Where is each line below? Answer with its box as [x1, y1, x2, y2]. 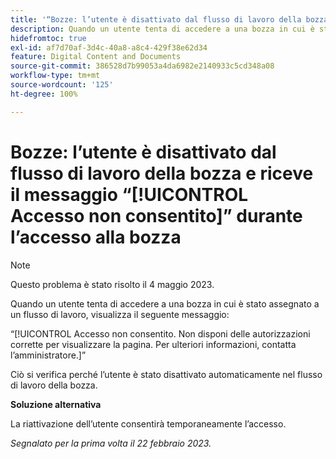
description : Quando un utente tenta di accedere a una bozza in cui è [10, 24, 315, 34]
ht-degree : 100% [10, 89, 78, 99]
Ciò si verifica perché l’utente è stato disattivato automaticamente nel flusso [10, 368, 323, 380]
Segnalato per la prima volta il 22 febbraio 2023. [10, 437, 212, 449]
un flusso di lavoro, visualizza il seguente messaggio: [10, 308, 230, 320]
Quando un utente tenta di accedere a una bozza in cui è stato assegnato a [10, 297, 320, 310]
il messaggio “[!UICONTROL [10, 183, 249, 206]
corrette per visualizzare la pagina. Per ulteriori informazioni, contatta [10, 338, 297, 350]
